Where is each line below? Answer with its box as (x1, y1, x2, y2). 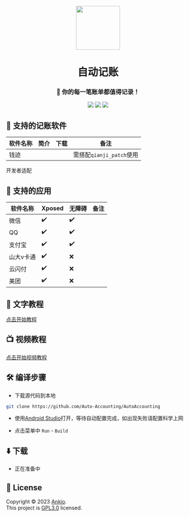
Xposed (41, 204, 64, 213)
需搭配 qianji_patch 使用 (73, 151, 139, 159)
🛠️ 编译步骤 (6, 372, 47, 383)
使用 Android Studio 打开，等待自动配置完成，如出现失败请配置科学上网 (14, 415, 184, 422)
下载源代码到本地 (14, 392, 56, 399)
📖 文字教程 (6, 299, 44, 309)
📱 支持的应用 (6, 186, 51, 196)
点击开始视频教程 (6, 354, 47, 361)
